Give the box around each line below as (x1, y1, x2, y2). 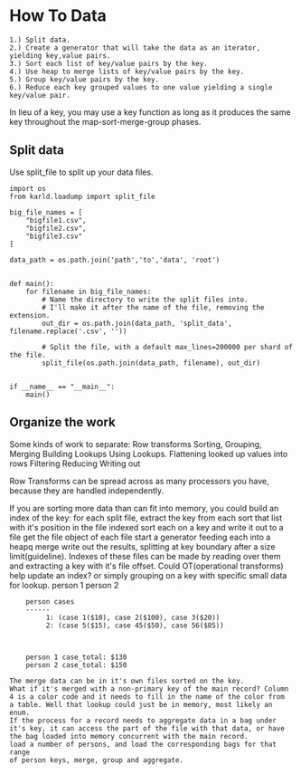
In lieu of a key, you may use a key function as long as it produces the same (9, 106, 291, 118)
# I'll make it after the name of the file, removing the (42, 302, 265, 312)
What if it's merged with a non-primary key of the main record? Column (9, 684, 289, 693)
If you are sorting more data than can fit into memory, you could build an (9, 502, 279, 513)
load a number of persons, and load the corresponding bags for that (9, 740, 277, 749)
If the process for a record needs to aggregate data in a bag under (9, 716, 277, 725)
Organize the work (9, 415, 116, 430)
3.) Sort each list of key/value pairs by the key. (9, 59, 208, 68)
